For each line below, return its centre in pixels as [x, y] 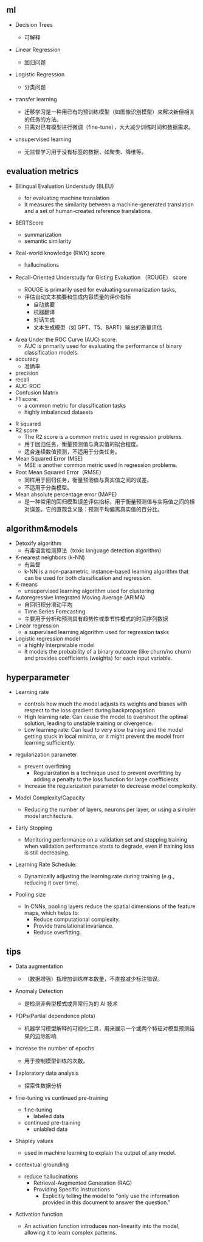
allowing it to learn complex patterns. [71, 1233]
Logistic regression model [47, 639]
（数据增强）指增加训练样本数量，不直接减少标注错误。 [93, 979]
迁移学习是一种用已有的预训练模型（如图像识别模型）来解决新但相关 [109, 112]
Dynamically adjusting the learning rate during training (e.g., [99, 876]
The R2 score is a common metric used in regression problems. [104, 436]
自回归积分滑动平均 [48, 605]
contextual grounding [42, 1164]
